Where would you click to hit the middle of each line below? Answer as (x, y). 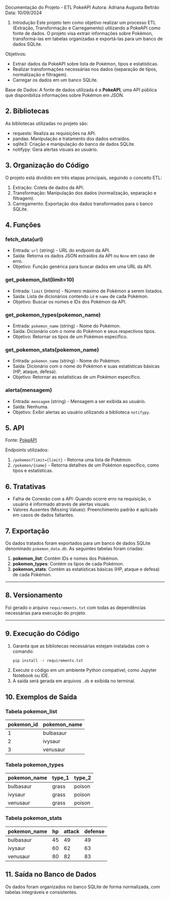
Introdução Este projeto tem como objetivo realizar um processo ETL (84, 23)
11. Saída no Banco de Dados (51, 874)
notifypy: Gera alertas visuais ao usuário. (55, 149)
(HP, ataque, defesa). (35, 372)
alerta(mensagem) (29, 390)
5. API (15, 428)
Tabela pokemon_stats (34, 818)
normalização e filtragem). (40, 75)
